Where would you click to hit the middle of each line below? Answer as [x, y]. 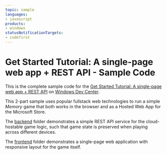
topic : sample [20, 10]
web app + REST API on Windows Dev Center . [52, 91]
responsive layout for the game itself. [43, 147]
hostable [14, 127]
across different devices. [31, 132]
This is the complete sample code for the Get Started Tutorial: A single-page [83, 86]
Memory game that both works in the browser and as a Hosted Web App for [83, 106]
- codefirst [17, 38]
